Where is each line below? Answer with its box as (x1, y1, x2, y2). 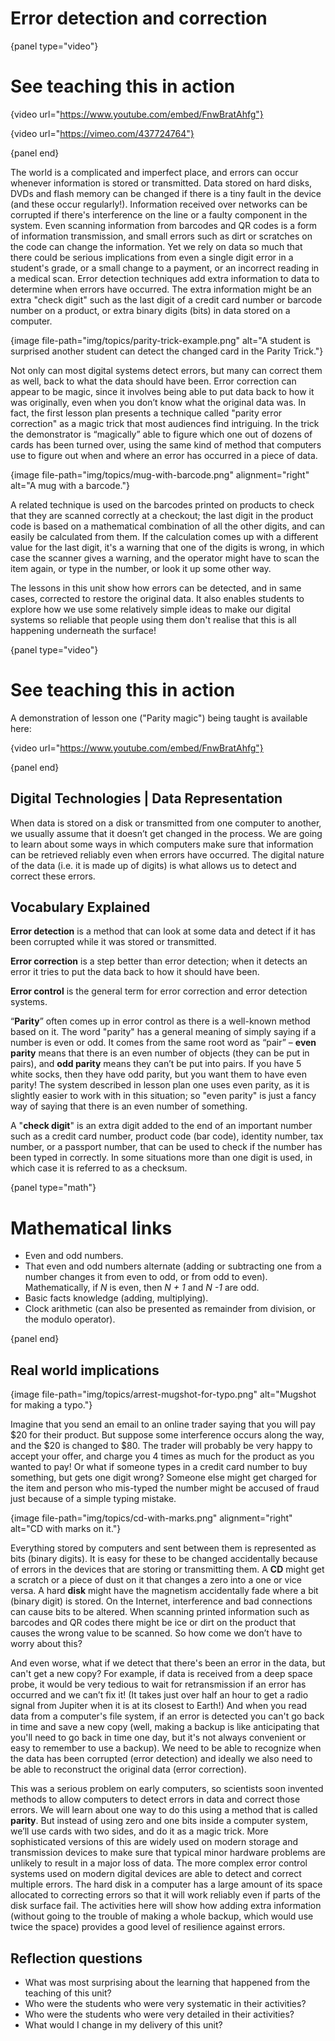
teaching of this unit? (24, 1987, 112, 1999)
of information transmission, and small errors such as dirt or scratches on (10, 230, 313, 242)
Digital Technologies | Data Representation (10, 790, 283, 807)
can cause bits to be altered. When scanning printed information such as (10, 1606, 310, 1618)
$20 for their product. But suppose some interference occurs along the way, (10, 1429, 325, 1441)
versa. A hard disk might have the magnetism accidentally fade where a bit (10, 1585, 319, 1597)
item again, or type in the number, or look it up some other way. (10, 562, 272, 574)
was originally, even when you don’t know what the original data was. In (10, 396, 307, 408)
